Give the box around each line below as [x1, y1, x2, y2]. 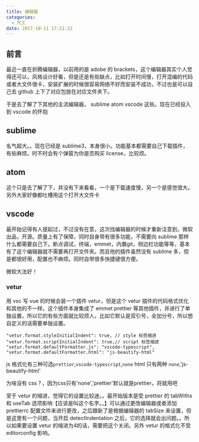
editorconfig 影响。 [6, 429, 53, 436]
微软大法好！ [6, 268, 37, 275]
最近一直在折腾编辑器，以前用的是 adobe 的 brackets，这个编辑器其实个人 [6, 66, 188, 73]
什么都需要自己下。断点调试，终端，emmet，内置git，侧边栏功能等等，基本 [6, 240, 190, 247]
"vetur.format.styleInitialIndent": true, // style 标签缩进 [6, 333, 157, 338]
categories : [6, 14, 36, 20]
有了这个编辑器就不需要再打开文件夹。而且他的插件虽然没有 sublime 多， [6, 247, 184, 255]
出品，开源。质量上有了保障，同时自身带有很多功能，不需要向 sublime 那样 [6, 233, 190, 240]
